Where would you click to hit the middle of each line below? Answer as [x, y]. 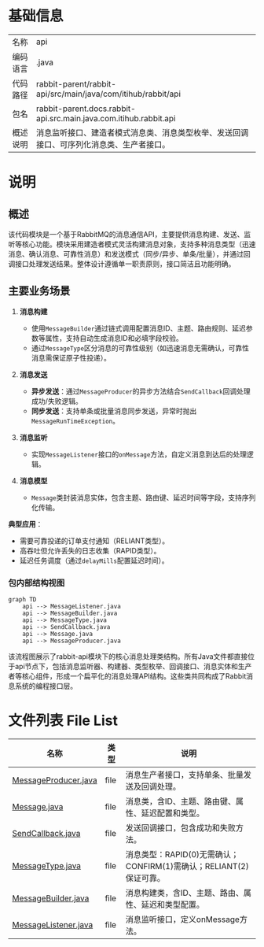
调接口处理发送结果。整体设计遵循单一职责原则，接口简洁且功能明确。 [122, 264]
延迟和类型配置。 [173, 904]
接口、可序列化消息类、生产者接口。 [103, 144]
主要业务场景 [39, 291]
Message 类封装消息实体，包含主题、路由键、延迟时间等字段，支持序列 [143, 498]
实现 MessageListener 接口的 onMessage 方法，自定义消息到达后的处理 [139, 454]
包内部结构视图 [37, 583]
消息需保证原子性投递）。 [71, 357]
